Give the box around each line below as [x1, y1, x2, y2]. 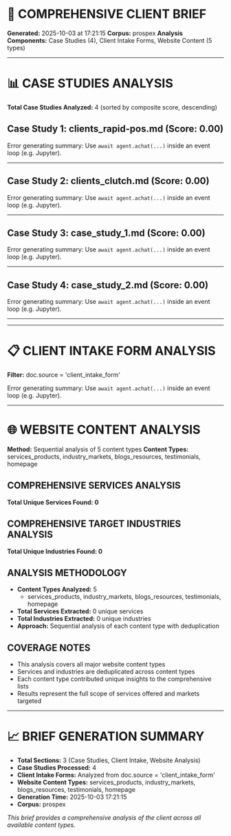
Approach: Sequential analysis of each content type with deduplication [16, 622, 220, 630]
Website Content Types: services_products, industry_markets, [16, 778, 196, 786]
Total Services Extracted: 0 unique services [16, 607, 144, 615]
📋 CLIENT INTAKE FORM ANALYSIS [7, 343, 216, 359]
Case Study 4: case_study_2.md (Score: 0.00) [7, 279, 208, 291]
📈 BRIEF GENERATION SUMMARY [7, 728, 205, 744]
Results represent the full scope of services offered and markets [16, 689, 200, 698]
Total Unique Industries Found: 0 [7, 547, 103, 555]
